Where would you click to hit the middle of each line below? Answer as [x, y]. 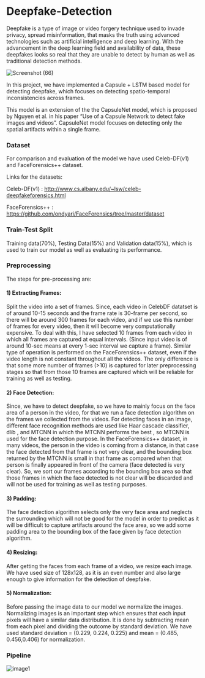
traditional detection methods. [44, 61]
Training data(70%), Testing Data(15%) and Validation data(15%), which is [99, 243]
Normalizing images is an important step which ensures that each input [96, 613]
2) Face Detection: [30, 392]
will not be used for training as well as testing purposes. [77, 485]
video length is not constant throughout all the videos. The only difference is [102, 359]
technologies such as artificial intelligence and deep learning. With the [95, 41]
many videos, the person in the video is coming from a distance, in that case [102, 445]
